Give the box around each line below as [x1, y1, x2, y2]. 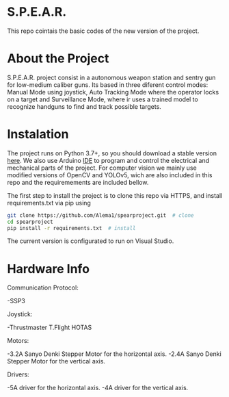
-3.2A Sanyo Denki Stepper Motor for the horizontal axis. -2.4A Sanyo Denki [7, 350, 222, 358]
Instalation [7, 127, 69, 142]
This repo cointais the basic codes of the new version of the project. [7, 27, 200, 35]
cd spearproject [7, 218, 53, 225]
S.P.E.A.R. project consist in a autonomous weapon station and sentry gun [7, 73, 216, 81]
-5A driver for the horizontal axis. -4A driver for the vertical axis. [7, 384, 189, 392]
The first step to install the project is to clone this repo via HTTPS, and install [7, 191, 223, 199]
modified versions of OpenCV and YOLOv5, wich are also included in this [7, 170, 213, 179]
